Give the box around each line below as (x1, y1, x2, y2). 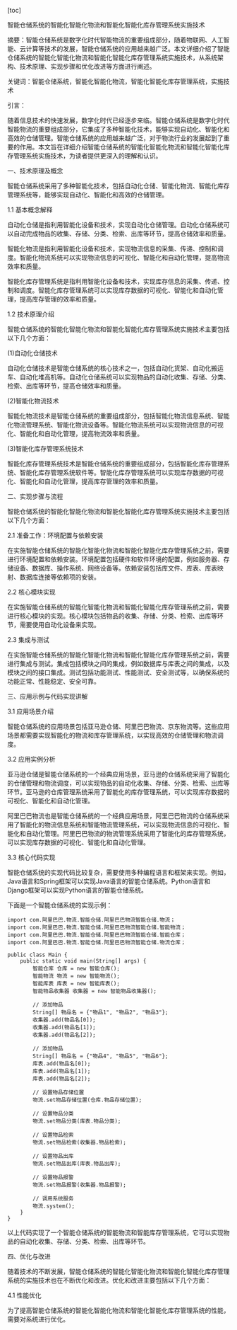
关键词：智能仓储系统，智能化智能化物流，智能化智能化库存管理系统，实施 (7, 77, 224, 86)
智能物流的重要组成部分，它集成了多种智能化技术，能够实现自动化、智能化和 (7, 125, 230, 133)
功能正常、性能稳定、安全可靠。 (7, 677, 100, 685)
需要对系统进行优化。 (7, 1315, 69, 1323)
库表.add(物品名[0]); (32, 1060, 91, 1067)
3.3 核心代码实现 (7, 853, 56, 861)
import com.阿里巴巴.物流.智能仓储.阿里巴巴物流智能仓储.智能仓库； (7, 931, 186, 939)
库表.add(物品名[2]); (32, 1075, 91, 1082)
